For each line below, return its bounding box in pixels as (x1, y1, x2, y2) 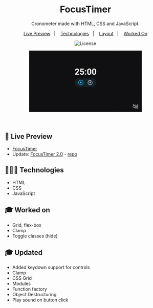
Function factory (12, 286, 47, 292)
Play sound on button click (12, 297, 69, 303)
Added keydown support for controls (12, 265, 90, 271)
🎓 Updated (5, 248, 43, 257)
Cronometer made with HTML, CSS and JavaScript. (31, 20, 140, 27)
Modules (12, 280, 31, 287)
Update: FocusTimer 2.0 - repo (12, 151, 78, 157)
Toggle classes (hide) (12, 233, 58, 239)
